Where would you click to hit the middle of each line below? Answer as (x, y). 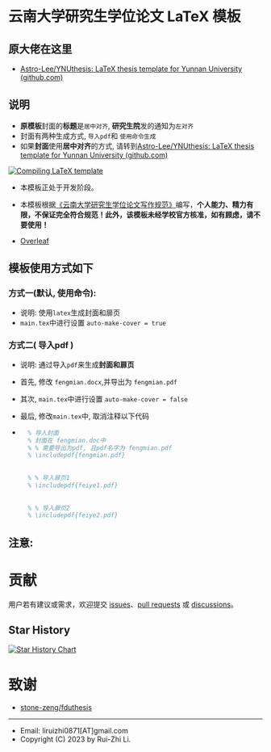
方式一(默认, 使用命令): (52, 293)
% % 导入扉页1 (49, 478)
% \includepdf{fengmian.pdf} (77, 456)
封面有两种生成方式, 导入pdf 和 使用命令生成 (88, 136)
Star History (40, 630)
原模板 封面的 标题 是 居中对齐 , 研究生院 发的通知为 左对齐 (107, 125)
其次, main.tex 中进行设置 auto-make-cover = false (104, 399)
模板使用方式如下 (51, 269)
